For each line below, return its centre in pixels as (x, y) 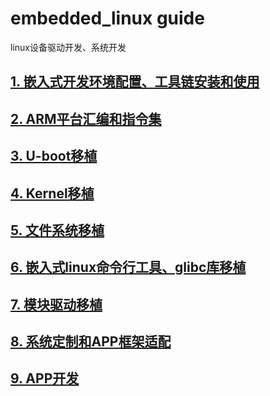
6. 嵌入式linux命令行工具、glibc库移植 (128, 267)
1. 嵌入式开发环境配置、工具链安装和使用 (135, 82)
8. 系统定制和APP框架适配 (91, 342)
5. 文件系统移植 (57, 230)
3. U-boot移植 (54, 156)
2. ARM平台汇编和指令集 (86, 118)
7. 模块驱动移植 (56, 304)
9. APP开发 (45, 378)
